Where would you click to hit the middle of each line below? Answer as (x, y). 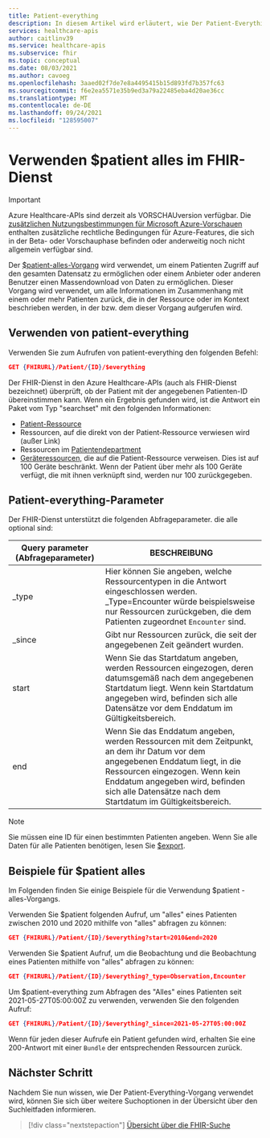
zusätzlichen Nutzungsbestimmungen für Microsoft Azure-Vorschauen (125, 224)
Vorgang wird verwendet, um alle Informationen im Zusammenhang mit (126, 290)
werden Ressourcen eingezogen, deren (179, 668)
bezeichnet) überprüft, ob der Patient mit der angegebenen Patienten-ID (128, 391)
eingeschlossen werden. (151, 592)
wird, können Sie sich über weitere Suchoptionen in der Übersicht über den (133, 1101)
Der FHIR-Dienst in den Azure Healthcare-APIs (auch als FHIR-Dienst (123, 382)
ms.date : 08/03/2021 (43, 68)
